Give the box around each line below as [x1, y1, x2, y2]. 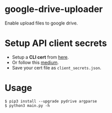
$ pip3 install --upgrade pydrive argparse [5, 98, 97, 103]
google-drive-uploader [5, 3, 103, 15]
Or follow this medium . [12, 59, 59, 65]
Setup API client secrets [5, 37, 107, 49]
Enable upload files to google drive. [5, 20, 78, 26]
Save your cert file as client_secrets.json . [12, 64, 101, 70]
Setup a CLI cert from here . [12, 54, 69, 60]
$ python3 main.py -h [5, 103, 50, 108]
